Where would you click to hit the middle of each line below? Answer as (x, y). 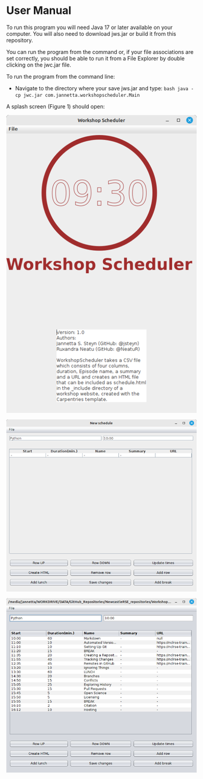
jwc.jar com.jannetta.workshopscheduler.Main (82, 95)
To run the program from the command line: (61, 76)
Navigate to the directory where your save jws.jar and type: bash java (101, 88)
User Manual (39, 11)
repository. (20, 40)
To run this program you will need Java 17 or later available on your (90, 27)
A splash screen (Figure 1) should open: (56, 106)
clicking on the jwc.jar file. (39, 65)
